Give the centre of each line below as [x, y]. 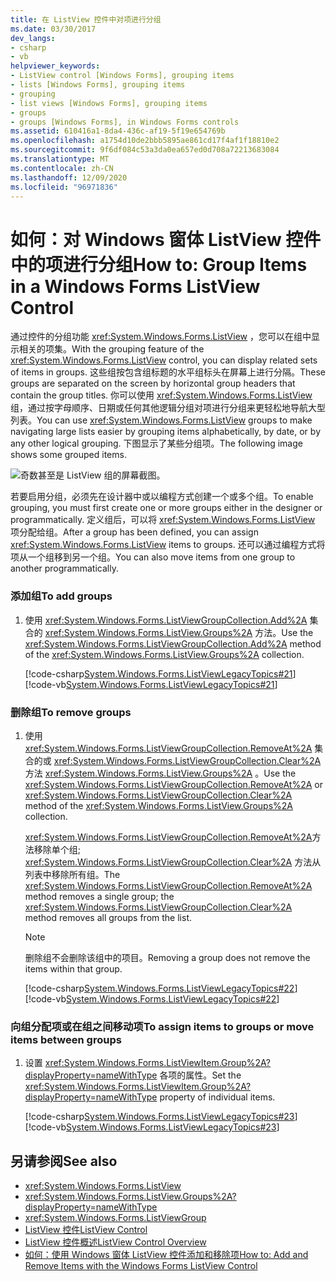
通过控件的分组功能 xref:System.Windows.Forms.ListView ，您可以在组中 [161, 337]
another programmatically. [64, 568]
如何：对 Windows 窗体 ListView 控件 [166, 239]
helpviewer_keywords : [55, 66]
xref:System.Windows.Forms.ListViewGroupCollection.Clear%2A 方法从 [173, 862]
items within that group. [73, 968]
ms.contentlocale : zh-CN [62, 168]
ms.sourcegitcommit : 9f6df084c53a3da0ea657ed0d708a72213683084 [145, 150]
